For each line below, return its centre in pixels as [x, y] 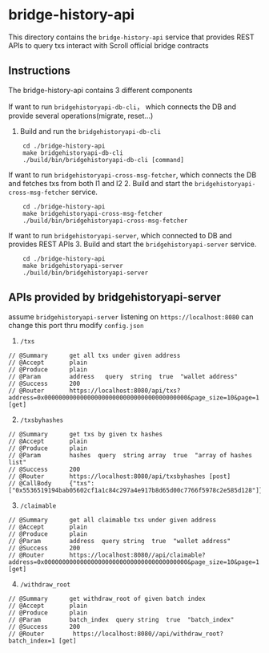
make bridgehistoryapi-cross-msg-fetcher [92, 213]
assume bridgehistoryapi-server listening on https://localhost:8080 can [131, 316]
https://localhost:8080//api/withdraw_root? [148, 634]
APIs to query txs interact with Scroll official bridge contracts [109, 45]
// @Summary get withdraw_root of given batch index [107, 598]
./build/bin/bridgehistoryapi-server [86, 273]
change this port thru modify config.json [76, 325]
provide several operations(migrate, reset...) [81, 116]
